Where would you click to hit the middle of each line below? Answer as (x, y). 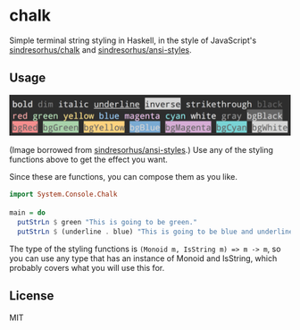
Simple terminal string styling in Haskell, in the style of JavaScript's (133, 40)
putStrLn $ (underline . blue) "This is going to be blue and (135, 232)
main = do (28, 213)
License (32, 296)
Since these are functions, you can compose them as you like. (124, 176)
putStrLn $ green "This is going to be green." (108, 223)
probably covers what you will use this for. (87, 267)
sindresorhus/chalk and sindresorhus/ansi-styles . (100, 49)
